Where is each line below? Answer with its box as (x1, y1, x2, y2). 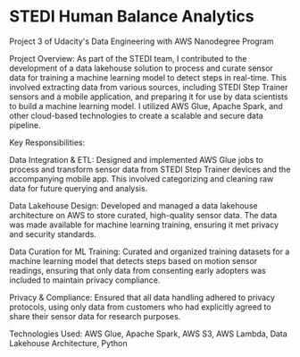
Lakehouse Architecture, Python (9, 337, 128, 348)
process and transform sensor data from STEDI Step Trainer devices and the (9, 164, 291, 174)
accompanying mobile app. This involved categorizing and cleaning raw (9, 173, 274, 184)
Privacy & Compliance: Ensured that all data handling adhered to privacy (9, 292, 275, 302)
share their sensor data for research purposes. (9, 310, 181, 321)
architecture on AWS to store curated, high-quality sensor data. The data (9, 209, 278, 220)
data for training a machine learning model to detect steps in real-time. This (9, 72, 287, 82)
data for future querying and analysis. (9, 183, 148, 193)
